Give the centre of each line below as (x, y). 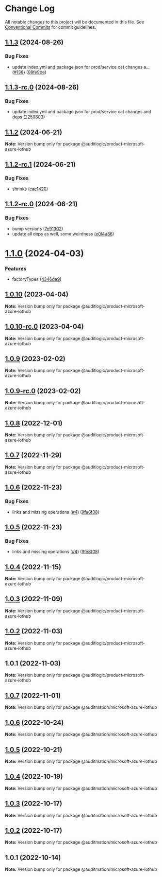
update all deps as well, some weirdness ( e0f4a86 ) (63, 233)
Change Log (30, 9)
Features (16, 268)
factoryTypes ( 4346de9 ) (37, 279)
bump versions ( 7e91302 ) (38, 229)
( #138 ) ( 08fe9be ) (29, 72)
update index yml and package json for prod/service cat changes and (81, 112)
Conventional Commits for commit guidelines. (50, 27)
